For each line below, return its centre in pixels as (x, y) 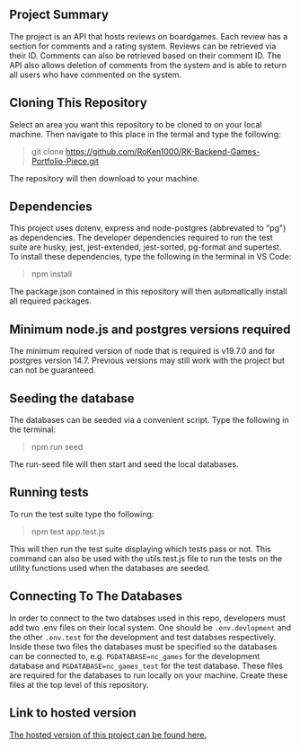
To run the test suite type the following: (82, 514)
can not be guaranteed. (53, 370)
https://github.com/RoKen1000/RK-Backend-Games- (163, 151)
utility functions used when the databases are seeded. (110, 568)
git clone (48, 151)
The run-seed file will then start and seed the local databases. (124, 464)
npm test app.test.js (68, 531)
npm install (52, 274)
